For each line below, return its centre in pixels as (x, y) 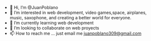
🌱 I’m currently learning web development (52, 23)
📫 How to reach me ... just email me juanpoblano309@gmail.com (75, 33)
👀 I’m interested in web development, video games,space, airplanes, (78, 13)
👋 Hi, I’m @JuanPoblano (34, 7)
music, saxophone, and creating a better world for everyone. (70, 18)
